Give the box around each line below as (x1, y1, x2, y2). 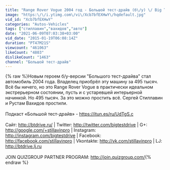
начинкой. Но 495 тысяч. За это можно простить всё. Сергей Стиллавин (5, 95, 163, 101)
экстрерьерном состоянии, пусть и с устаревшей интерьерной (5, 89, 143, 95)
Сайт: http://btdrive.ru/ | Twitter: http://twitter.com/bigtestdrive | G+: (5, 122, 148, 128)
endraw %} (5, 159, 29, 165)
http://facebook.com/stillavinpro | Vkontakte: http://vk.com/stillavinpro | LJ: (5, 138, 162, 144)
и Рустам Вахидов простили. (5, 100, 67, 107)
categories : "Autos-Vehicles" (5, 21, 69, 27)
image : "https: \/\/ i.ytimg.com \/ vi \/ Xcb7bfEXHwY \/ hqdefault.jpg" (5, 12, 146, 17)
